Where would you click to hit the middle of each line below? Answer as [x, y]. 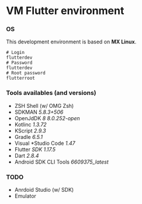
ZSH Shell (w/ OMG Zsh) [44, 106]
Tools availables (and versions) [51, 93]
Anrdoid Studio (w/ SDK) [44, 190]
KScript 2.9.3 [30, 131]
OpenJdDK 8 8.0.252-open [47, 118]
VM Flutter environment [65, 11]
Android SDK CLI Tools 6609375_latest [62, 162]
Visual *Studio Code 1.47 [45, 143]
